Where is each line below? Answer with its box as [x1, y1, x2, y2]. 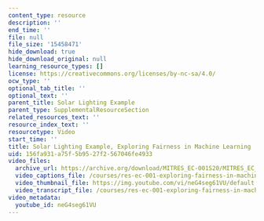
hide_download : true [8, 48, 76, 56]
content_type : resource [8, 11, 86, 20]
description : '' [8, 19, 61, 27]
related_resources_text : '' [8, 114, 101, 121]
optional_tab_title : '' [8, 84, 86, 92]
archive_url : [15, 165, 58, 172]
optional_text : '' [8, 92, 68, 100]
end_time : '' [8, 26, 51, 34]
